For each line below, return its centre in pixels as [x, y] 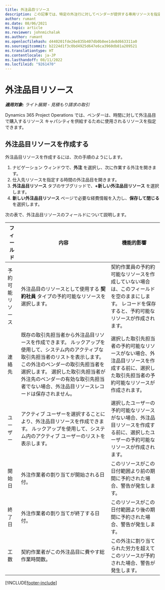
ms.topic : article [24, 28]
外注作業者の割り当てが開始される [60, 475]
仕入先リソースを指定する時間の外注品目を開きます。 [66, 180]
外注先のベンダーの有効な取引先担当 [63, 379]
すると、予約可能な [133, 311]
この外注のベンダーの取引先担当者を [63, 364]
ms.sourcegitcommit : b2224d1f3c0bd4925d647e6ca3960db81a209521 [71, 46]
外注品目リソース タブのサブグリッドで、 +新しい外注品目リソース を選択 [86, 186]
